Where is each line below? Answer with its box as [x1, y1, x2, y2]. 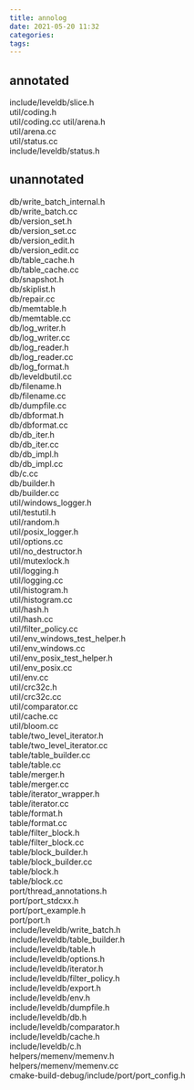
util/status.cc [9, 136, 58, 147]
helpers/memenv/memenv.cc [9, 1060, 119, 1071]
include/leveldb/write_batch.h [9, 924, 121, 935]
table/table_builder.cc [9, 749, 91, 760]
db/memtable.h [9, 302, 66, 313]
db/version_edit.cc [9, 244, 79, 256]
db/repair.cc [9, 293, 56, 304]
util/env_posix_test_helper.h [9, 652, 114, 663]
